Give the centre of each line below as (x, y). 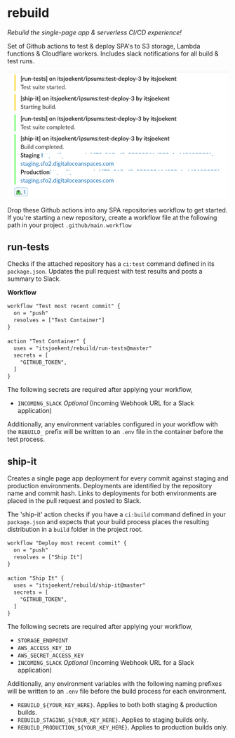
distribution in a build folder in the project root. (75, 530)
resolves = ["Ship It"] (48, 557)
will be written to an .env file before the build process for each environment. (117, 692)
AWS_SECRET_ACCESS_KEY (51, 656)
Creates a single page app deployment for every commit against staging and (118, 478)
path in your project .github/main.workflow (69, 225)
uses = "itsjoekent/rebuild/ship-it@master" (80, 585)
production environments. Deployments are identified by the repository (110, 486)
